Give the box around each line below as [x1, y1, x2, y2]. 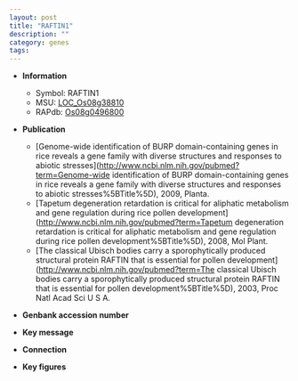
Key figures [21, 361, 67, 372]
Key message [21, 327, 74, 338]
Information [21, 70, 68, 81]
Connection [21, 345, 67, 355]
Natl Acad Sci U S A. [35, 293, 111, 304]
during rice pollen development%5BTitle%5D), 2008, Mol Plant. [35, 236, 269, 247]
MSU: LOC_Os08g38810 [35, 97, 125, 108]
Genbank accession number [21, 310, 129, 320]
